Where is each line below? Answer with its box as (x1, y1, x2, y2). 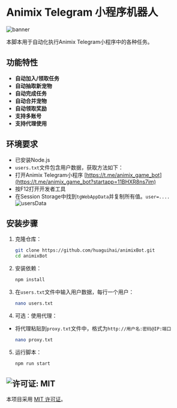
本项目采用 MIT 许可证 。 (6, 395, 67, 403)
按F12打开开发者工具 (14, 185, 66, 193)
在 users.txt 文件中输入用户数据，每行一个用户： (14, 288, 134, 295)
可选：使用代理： (14, 312, 58, 319)
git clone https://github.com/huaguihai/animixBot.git (14, 247, 155, 253)
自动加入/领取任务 (14, 75, 60, 82)
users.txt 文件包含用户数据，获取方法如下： (14, 164, 124, 171)
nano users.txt (14, 300, 53, 306)
